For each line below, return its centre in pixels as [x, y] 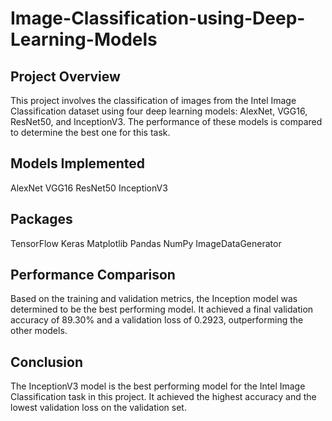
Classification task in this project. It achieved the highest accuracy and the [163, 397]
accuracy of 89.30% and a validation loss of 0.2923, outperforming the [157, 320]
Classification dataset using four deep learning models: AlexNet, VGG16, [159, 111]
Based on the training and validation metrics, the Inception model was [154, 299]
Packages [41, 219]
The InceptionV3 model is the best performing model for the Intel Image [158, 386]
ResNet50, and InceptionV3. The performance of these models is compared [166, 121]
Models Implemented [78, 163]
